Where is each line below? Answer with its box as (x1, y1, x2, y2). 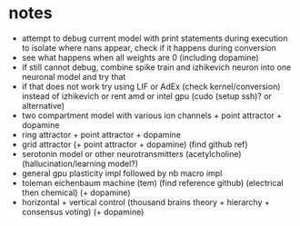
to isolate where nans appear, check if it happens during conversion (21, 42, 276, 53)
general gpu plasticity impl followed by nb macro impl (21, 167, 223, 179)
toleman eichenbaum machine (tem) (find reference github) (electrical (21, 177, 284, 188)
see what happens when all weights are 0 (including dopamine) (21, 52, 260, 63)
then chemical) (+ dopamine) (21, 187, 131, 198)
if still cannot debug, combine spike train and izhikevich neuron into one (21, 62, 292, 73)
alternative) (21, 100, 65, 111)
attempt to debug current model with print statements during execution (21, 33, 288, 44)
